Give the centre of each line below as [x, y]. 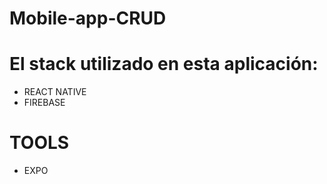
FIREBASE [44, 103]
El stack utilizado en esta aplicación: [164, 64]
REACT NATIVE [55, 92]
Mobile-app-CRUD [88, 18]
